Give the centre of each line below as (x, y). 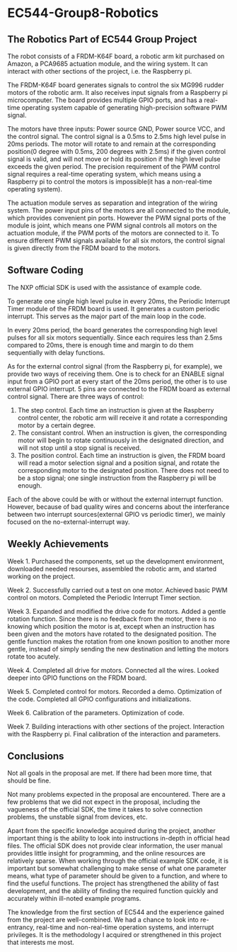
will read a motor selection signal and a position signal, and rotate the (118, 463)
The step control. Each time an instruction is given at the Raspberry (116, 410)
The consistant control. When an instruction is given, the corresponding (122, 432)
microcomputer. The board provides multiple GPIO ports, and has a (105, 100)
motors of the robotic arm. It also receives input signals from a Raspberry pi (117, 93)
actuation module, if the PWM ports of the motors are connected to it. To (113, 233)
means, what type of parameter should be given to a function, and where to (117, 876)
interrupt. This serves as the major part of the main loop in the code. (107, 316)
